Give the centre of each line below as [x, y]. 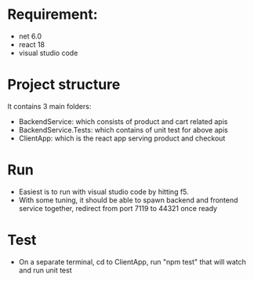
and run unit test [45, 270]
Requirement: [53, 15]
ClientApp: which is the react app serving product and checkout [122, 138]
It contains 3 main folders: [49, 106]
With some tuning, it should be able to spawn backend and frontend [128, 200]
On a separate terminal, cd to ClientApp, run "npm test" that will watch [132, 261]
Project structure [64, 85]
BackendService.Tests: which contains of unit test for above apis [123, 130]
